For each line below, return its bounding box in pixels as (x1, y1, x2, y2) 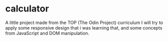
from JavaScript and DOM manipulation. (5, 30, 90, 36)
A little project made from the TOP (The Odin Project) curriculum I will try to (5, 19, 163, 25)
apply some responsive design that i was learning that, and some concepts (5, 24, 163, 30)
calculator (5, 3, 49, 14)
